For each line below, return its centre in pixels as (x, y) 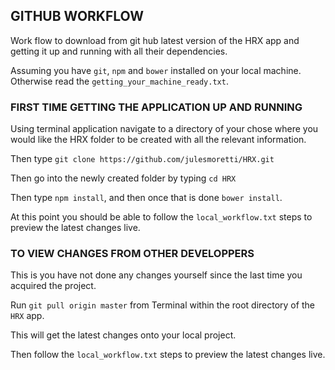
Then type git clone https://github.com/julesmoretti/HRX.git (142, 159)
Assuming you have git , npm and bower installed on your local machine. (156, 70)
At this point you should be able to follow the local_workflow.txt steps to (161, 217)
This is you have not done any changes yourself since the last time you (156, 275)
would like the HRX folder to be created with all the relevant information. (158, 140)
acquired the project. (53, 286)
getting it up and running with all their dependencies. (119, 51)
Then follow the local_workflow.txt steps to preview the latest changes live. (168, 355)
